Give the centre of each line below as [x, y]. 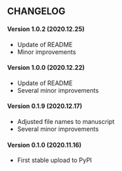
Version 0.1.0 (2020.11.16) [44, 145]
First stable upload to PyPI [54, 160]
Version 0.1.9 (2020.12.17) [45, 106]
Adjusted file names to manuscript [66, 121]
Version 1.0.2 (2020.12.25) [46, 29]
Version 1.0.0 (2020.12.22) [46, 68]
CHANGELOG [36, 11]
